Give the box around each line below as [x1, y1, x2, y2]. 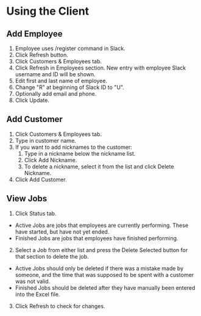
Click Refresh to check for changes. [15, 302, 105, 309]
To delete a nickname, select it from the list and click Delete [24, 163, 174, 170]
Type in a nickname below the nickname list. [24, 149, 136, 157]
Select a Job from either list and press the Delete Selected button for [15, 246, 188, 254]
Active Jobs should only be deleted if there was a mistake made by [15, 264, 184, 272]
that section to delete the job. [15, 253, 90, 260]
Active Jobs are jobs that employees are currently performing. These [15, 221, 189, 229]
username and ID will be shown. [15, 71, 96, 77]
